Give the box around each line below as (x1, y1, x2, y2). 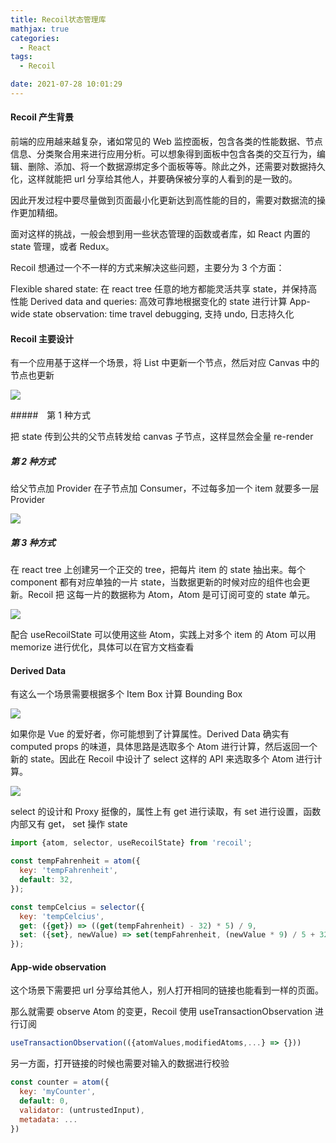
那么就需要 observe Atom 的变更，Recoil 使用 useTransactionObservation (10, 1006, 313, 1018)
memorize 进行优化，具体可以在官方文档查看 (10, 641, 195, 653)
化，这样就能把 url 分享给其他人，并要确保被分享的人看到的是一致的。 (10, 173, 298, 185)
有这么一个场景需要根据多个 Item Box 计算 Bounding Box (10, 688, 243, 700)
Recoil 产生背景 (10, 111, 75, 123)
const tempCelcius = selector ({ (10, 902, 145, 912)
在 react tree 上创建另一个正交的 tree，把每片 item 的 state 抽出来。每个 (10, 564, 306, 576)
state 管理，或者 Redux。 (10, 241, 115, 253)
